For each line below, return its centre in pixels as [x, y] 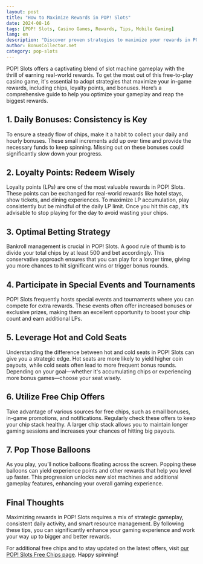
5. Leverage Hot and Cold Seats [66, 337]
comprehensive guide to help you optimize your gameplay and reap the [95, 94]
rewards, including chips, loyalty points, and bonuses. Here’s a [84, 88]
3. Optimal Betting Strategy [58, 231]
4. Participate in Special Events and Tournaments [101, 285]
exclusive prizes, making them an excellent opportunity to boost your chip [98, 312]
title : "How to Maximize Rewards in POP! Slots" [69, 18]
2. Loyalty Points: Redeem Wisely [71, 172]
